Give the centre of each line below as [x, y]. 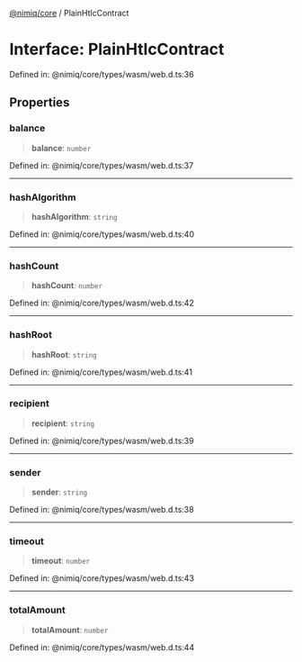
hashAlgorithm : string [75, 216]
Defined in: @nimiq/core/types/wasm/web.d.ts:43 [102, 578]
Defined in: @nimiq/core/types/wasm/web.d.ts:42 [102, 303]
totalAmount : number [70, 630]
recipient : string [63, 423]
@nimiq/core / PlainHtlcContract [69, 13]
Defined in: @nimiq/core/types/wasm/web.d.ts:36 [102, 74]
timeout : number [61, 561]
